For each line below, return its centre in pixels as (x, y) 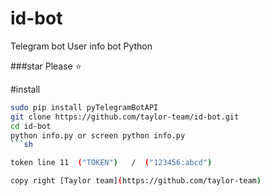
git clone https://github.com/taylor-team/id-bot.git (125, 117)
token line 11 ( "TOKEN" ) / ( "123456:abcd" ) (111, 163)
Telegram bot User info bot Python (81, 46)
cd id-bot (31, 126)
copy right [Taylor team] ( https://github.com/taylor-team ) (136, 181)
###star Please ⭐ (46, 66)
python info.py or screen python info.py (98, 135)
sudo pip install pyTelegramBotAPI (84, 107)
